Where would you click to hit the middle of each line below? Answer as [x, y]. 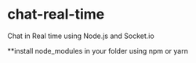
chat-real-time [56, 14]
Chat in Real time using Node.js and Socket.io [81, 36]
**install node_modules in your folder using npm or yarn [98, 51]
